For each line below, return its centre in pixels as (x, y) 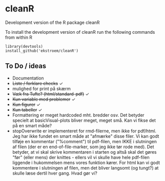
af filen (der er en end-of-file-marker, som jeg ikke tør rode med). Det (83, 147)
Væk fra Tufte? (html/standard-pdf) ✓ (51, 94)
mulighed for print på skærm (41, 89)
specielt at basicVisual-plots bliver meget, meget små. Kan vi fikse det (84, 120)
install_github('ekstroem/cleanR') (42, 51)
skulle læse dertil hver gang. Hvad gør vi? (55, 173)
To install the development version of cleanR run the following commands (80, 32)
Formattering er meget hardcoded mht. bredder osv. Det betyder (78, 115)
